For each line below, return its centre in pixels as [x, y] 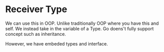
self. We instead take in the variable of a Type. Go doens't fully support [79, 28]
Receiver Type [36, 9]
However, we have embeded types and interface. [57, 43]
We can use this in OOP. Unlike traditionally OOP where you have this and [82, 23]
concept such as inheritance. [36, 34]
